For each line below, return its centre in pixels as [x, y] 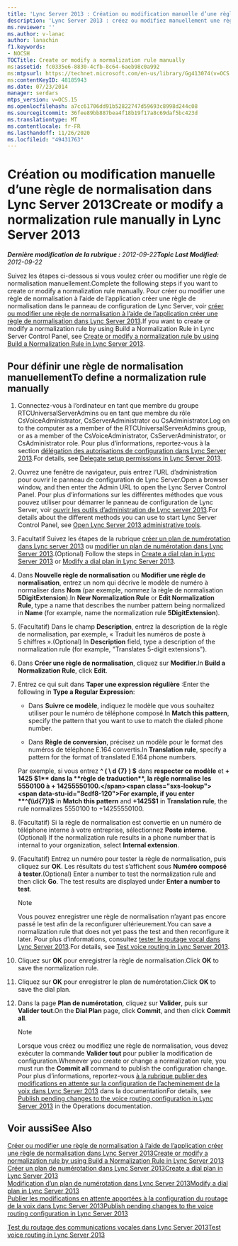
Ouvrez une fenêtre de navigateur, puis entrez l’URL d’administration [117, 472]
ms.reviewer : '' [31, 27]
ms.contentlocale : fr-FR [44, 126]
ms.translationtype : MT [42, 119]
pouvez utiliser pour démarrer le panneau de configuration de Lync [115, 502]
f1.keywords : [27, 47]
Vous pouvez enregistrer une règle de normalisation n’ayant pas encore [122, 916]
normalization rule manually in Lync [114, 220]
